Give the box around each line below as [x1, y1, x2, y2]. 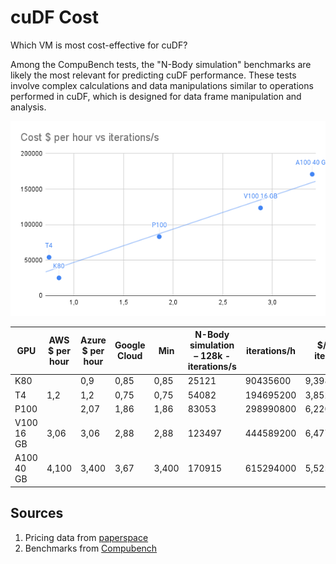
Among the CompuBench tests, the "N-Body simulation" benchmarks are [10, 58, 312, 70]
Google [114, 339, 146, 351]
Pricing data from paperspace [24, 531, 149, 543]
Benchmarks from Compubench [24, 542, 158, 554]
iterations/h [246, 344, 297, 356]
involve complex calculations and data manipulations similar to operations [10, 79, 314, 91]
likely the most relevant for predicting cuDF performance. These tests [10, 69, 297, 81]
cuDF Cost [10, 6, 100, 29]
